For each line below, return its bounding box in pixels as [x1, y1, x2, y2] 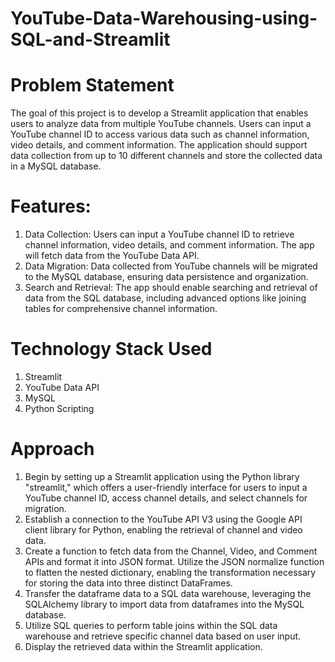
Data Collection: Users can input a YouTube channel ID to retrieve [24, 228, 295, 241]
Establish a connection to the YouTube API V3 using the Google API [24, 513, 303, 525]
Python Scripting [24, 403, 95, 414]
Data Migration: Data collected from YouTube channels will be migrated [24, 260, 318, 272]
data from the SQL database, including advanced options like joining [24, 292, 307, 304]
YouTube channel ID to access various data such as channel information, [10, 128, 310, 141]
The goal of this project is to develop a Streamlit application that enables [10, 107, 309, 119]
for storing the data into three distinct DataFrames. [24, 577, 233, 589]
